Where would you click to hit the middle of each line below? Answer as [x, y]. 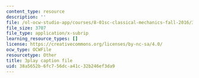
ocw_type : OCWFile [29, 50]
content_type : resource [36, 11]
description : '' [26, 17]
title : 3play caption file [39, 60]
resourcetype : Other [32, 55]
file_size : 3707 [26, 28]
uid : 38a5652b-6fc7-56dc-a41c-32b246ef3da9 [61, 66]
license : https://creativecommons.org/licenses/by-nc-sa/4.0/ [84, 45]
